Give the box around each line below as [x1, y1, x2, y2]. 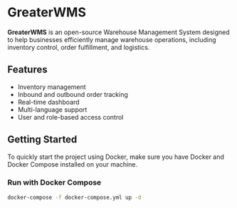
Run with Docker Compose [7, 177, 102, 187]
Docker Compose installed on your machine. [7, 160, 137, 168]
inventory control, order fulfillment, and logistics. [7, 43, 150, 51]
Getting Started [7, 133, 78, 146]
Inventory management [17, 83, 87, 91]
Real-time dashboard [17, 98, 80, 106]
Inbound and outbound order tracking [17, 90, 128, 98]
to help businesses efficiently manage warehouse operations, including [7, 35, 216, 43]
